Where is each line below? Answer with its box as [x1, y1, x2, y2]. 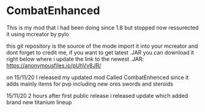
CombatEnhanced [6, 4, 100, 18]
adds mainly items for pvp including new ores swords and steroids [6, 80, 173, 88]
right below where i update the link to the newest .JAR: [6, 55, 144, 62]
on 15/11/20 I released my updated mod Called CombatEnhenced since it [6, 73, 189, 81]
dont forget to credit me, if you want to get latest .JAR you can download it [6, 48, 195, 56]
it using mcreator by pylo [6, 30, 69, 37]
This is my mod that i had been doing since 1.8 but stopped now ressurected [6, 24, 199, 31]
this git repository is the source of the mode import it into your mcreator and [6, 42, 198, 50]
